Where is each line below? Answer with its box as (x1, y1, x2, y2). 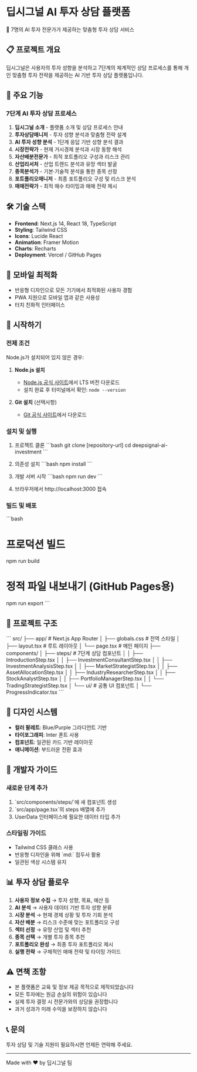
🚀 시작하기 (6, 320, 42, 330)
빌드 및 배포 (6, 501, 37, 509)
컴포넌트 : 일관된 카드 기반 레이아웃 (14, 739, 93, 746)
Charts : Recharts (14, 245, 57, 252)
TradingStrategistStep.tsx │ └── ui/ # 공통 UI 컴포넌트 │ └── (6, 682, 152, 689)
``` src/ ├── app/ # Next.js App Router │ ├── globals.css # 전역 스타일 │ (6, 635, 180, 642)
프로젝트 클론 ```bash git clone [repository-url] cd (14, 442, 131, 449)
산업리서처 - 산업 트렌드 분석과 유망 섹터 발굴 (14, 161, 117, 168)
